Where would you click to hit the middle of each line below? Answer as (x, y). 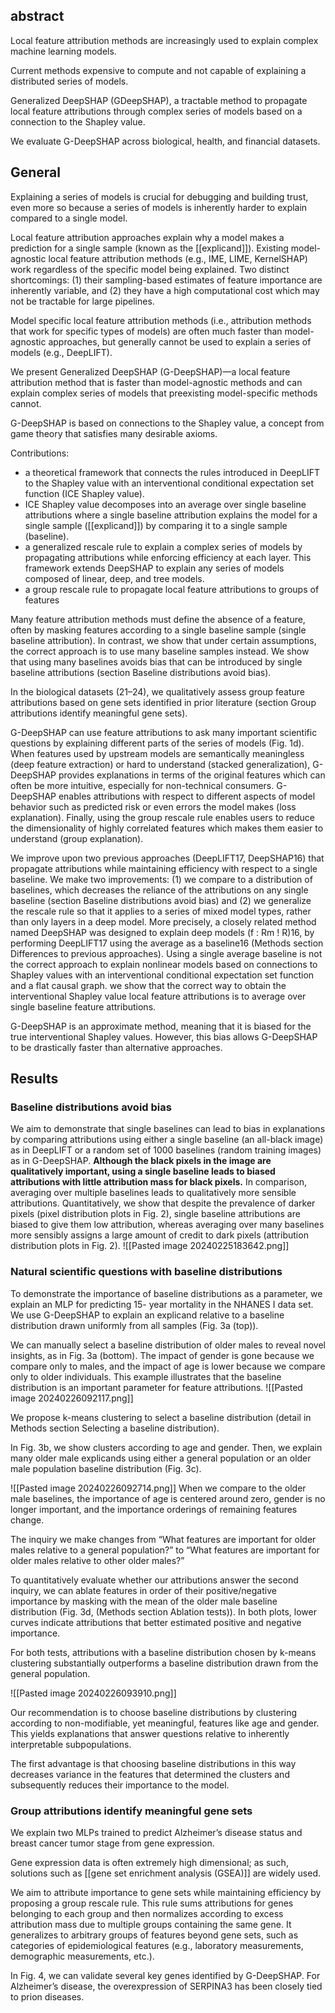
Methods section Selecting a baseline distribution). (115, 1428)
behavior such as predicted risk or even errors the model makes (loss (153, 806)
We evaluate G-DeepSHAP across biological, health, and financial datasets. (165, 141)
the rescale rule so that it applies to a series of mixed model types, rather (161, 911)
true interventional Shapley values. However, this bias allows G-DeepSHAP (164, 1036)
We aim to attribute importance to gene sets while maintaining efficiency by (166, 1892)
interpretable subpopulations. (71, 1744)
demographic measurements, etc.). (82, 1956)
